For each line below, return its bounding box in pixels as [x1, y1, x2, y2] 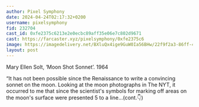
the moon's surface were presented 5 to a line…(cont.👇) [6, 94, 143, 101]
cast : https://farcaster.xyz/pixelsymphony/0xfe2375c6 [6, 36, 145, 42]
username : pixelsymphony [6, 20, 68, 25]
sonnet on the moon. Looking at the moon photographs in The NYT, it [6, 81, 176, 88]
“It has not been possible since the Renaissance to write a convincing [6, 74, 176, 82]
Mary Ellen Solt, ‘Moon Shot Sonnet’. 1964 [6, 63, 108, 70]
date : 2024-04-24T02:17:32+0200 [6, 14, 86, 20]
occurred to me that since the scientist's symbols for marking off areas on [6, 87, 187, 95]
